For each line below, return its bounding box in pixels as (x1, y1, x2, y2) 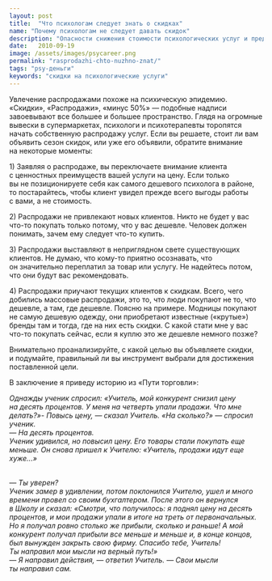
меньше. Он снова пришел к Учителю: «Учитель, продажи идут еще (9, 444, 245, 454)
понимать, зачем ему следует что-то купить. (9, 228, 165, 239)
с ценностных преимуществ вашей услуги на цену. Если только (9, 170, 229, 180)
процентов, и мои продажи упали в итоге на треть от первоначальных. (9, 511, 257, 522)
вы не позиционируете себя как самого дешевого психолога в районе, (9, 179, 255, 189)
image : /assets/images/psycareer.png (9, 49, 136, 57)
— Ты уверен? (9, 477, 59, 487)
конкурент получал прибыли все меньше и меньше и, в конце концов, (9, 529, 253, 539)
